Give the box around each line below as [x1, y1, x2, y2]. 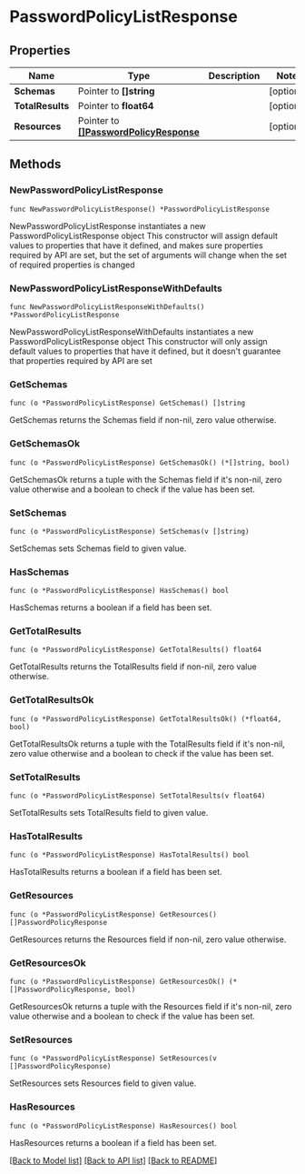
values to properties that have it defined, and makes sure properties [9, 239, 263, 251]
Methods [9, 156, 62, 172]
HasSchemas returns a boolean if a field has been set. [9, 602, 212, 613]
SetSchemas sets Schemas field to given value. [9, 543, 187, 554]
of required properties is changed [9, 259, 135, 270]
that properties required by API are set [9, 355, 152, 366]
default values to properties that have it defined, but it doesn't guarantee [9, 346, 281, 356]
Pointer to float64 [77, 100, 154, 112]
